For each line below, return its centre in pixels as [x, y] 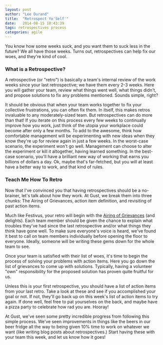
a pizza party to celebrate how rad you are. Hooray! [57, 307]
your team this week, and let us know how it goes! [55, 337]
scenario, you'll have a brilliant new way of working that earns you [82, 157]
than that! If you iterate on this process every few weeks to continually [76, 121]
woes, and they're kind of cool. [36, 56]
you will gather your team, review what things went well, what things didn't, [81, 90]
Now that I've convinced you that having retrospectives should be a [73, 190]
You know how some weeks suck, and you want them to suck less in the [78, 46]
